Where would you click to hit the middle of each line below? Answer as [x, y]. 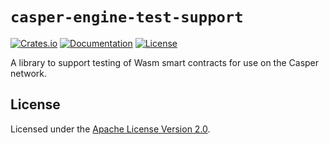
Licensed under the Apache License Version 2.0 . [110, 129]
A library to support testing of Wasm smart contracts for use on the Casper [165, 62]
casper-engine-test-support [127, 17]
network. [29, 73]
